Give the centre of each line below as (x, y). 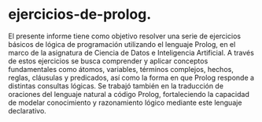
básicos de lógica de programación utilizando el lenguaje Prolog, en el (122, 44)
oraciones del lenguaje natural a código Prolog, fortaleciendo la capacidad (129, 94)
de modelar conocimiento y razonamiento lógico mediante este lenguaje (125, 102)
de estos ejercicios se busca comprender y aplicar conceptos (108, 61)
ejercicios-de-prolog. (80, 14)
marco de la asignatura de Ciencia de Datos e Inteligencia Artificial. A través (131, 52)
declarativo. (28, 110)
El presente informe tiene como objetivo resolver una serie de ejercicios (125, 36)
